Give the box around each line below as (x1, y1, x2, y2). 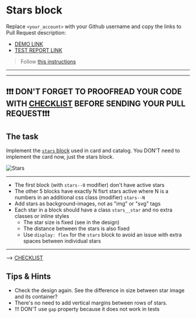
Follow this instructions (20, 58, 76, 65)
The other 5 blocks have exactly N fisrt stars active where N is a (14, 188, 169, 195)
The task (6, 131, 39, 141)
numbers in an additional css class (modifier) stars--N (14, 194, 145, 201)
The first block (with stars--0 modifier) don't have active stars (14, 182, 165, 189)
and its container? (14, 293, 58, 300)
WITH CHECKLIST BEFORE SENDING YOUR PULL (6, 99, 185, 109)
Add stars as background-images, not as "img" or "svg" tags (14, 200, 161, 207)
